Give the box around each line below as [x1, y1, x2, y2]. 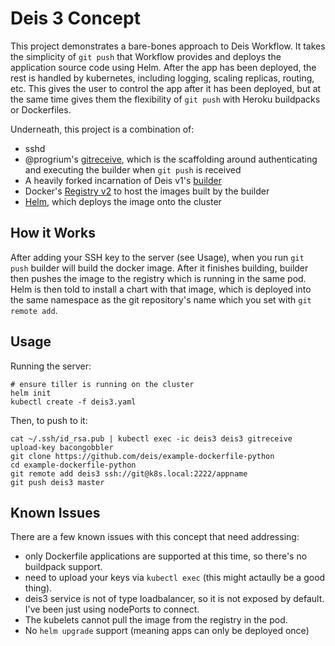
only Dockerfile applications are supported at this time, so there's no [24, 550, 308, 562]
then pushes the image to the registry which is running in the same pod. [10, 272, 307, 284]
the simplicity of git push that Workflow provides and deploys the [10, 50, 282, 62]
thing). [24, 582, 53, 594]
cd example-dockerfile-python [10, 460, 137, 470]
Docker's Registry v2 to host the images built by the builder [24, 185, 270, 197]
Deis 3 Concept [10, 7, 141, 30]
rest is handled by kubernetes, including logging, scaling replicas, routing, [10, 72, 315, 84]
